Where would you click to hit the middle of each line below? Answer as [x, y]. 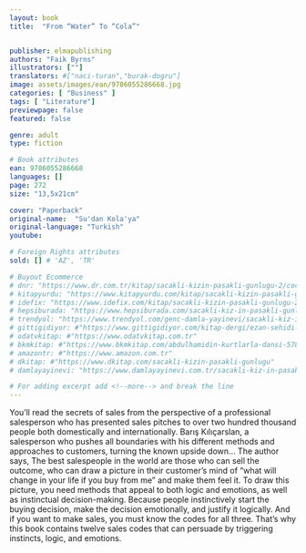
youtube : [26, 236]
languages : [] [36, 177]
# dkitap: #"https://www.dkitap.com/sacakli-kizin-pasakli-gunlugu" [142, 362]
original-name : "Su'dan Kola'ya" [75, 219]
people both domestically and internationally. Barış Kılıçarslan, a [129, 432]
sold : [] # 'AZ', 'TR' [52, 261]
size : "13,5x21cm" [44, 194]
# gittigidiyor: [40, 328]
